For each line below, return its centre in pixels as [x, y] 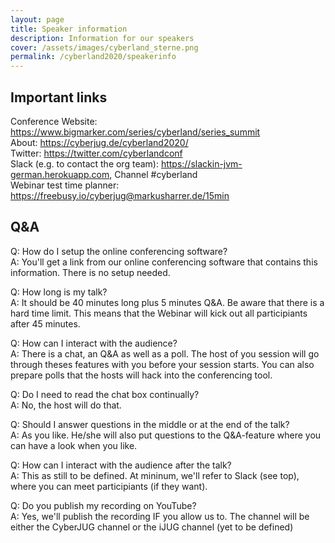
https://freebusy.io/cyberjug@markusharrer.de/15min [120, 195]
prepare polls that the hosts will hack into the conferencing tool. [141, 375]
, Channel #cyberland [153, 174]
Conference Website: [54, 121]
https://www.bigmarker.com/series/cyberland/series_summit [135, 132]
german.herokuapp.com [60, 174]
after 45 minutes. [45, 323]
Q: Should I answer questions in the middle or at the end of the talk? [150, 424]
